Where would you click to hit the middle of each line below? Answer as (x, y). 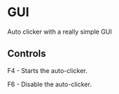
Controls (27, 54)
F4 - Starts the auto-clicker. (48, 70)
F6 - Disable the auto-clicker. (50, 84)
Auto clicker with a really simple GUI (60, 32)
